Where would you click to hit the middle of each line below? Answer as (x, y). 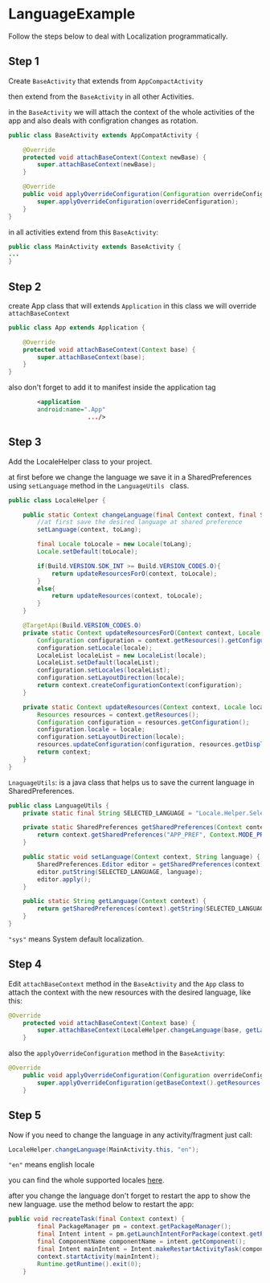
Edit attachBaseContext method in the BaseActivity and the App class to (126, 983)
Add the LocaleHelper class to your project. (80, 461)
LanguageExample (72, 14)
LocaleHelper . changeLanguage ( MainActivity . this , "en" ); (104, 1150)
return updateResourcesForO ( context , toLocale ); (134, 574)
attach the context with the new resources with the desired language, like (130, 992)
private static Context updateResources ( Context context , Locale (135, 707)
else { (47, 588)
